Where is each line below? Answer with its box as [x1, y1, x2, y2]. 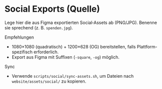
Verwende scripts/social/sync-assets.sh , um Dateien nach [11, 73, 134, 79]
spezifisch [11, 49, 33, 55]
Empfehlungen [4, 34, 34, 40]
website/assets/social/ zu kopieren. [11, 78, 87, 84]
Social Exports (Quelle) [4, 3, 100, 15]
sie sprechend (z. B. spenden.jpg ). [4, 24, 73, 30]
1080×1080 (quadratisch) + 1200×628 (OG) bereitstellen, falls [11, 44, 136, 49]
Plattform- [137, 44, 158, 49]
